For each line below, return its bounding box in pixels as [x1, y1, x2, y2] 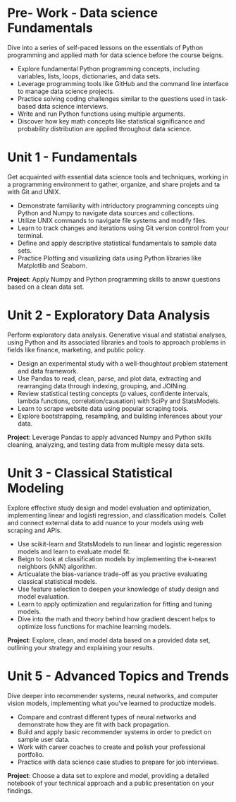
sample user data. [17, 735, 70, 743]
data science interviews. [37, 102, 108, 110]
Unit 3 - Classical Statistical [7, 465, 173, 481]
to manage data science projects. [17, 87, 115, 95]
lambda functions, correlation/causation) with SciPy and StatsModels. [17, 397, 221, 405]
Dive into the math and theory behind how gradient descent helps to [17, 614, 216, 623]
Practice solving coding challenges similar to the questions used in [17, 94, 211, 103]
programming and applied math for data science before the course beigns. [7, 51, 224, 59]
